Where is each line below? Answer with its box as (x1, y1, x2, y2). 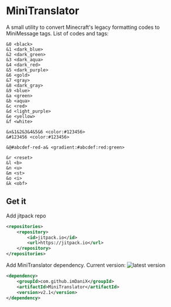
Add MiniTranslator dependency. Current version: (6, 262, 126, 269)
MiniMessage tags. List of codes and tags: (6, 29, 109, 37)
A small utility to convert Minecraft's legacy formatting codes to (6, 24, 160, 31)
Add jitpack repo (6, 212, 46, 219)
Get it (6, 196, 26, 207)
